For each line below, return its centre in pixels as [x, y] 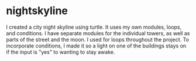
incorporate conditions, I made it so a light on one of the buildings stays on [96, 46]
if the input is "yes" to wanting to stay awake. [61, 52]
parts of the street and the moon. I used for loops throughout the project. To [97, 39]
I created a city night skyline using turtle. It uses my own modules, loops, [94, 27]
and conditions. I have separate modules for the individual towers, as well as [98, 33]
